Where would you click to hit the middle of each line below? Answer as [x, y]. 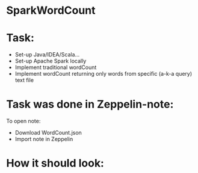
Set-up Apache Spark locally [51, 61]
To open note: [23, 121]
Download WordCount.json [48, 133]
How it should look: [55, 163]
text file [24, 80]
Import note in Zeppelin [44, 139]
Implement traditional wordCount [56, 67]
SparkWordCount [51, 11]
